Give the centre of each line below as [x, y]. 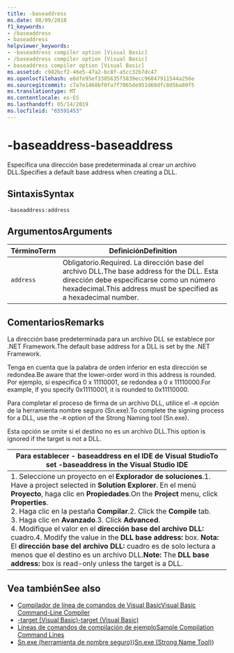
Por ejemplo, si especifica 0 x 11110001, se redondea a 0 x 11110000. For [109, 382]
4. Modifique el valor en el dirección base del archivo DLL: [107, 529]
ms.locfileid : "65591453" [45, 111]
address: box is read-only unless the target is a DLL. [97, 564]
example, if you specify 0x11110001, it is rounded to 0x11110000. [98, 390]
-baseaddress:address [39, 210]
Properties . [30, 502]
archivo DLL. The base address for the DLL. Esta [140, 271]
